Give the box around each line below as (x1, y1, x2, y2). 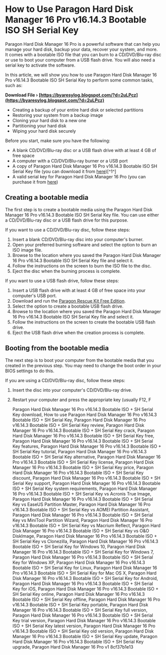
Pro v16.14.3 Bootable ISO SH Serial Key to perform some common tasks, (5, 77, 154, 83)
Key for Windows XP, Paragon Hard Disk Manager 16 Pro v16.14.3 (12, 559, 145, 565)
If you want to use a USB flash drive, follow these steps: (5, 277, 119, 284)
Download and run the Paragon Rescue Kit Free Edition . (12, 298, 126, 304)
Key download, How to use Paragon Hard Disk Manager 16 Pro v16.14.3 (12, 411, 157, 417)
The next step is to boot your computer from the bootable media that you (5, 357, 155, 363)
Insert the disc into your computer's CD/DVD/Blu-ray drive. (12, 387, 132, 393)
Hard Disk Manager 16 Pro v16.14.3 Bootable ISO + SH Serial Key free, (12, 432, 155, 438)
